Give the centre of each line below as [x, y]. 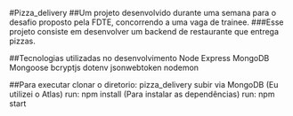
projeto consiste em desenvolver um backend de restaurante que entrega [144, 31]
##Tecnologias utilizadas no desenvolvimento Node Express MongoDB [139, 58]
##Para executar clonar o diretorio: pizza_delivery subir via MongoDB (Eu [144, 85]
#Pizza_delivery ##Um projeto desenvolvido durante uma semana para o [143, 13]
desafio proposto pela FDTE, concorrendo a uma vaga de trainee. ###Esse [146, 22]
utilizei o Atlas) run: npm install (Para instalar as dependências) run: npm [142, 94]
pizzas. [22, 41]
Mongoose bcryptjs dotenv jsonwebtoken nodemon [104, 67]
